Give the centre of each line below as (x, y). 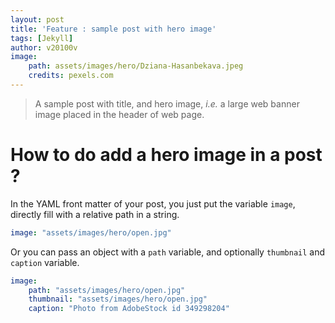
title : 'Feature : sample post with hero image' (113, 29)
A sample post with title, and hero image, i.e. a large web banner (167, 103)
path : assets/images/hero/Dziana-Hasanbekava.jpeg (136, 66)
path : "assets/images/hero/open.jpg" (107, 290)
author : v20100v (44, 47)
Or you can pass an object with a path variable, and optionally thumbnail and (168, 252)
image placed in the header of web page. (119, 114)
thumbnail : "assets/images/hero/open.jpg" (118, 299)
